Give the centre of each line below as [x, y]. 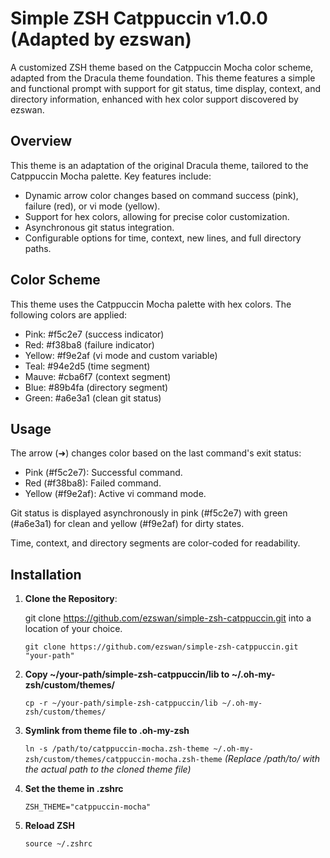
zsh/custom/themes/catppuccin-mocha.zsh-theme [123, 760]
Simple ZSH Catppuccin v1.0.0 [139, 18]
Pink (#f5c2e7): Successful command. [103, 473]
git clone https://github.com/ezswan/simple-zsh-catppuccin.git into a [168, 618]
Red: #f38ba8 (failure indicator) [89, 344]
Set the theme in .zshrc [74, 789]
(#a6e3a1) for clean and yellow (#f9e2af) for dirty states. [127, 524]
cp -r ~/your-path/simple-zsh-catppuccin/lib [121, 703]
